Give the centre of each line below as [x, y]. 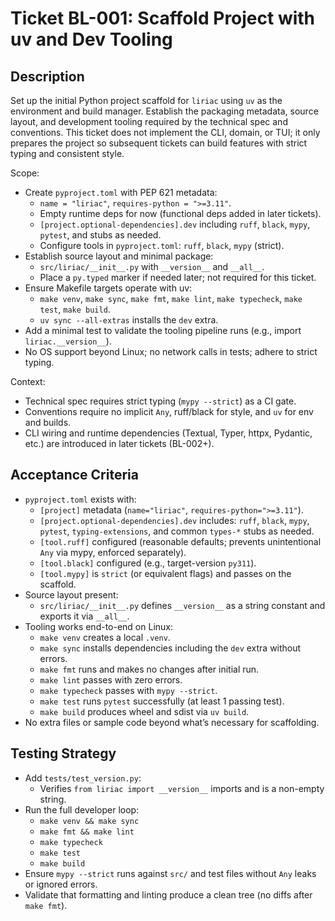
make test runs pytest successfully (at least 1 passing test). [162, 701]
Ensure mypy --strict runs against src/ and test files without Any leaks [170, 873]
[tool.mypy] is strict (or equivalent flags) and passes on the [165, 573]
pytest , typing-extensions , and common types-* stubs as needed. [177, 531]
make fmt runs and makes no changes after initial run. [149, 669]
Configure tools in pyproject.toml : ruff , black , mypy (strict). [162, 245]
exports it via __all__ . [84, 616]
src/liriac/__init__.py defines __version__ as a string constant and [182, 605]
